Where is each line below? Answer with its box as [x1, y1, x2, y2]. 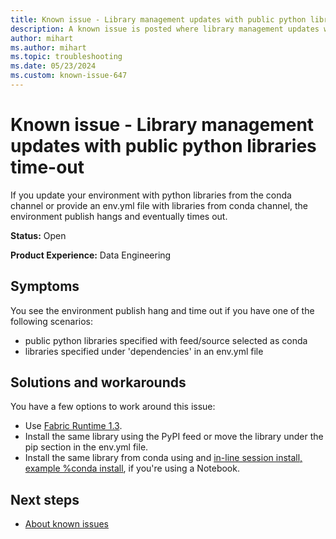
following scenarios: [10, 315, 94, 327]
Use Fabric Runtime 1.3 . [24, 420, 123, 432]
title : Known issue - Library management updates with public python [10, 14, 307, 25]
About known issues [24, 518, 109, 530]
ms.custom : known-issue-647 [10, 71, 128, 81]
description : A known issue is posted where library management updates [10, 24, 320, 34]
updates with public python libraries [10, 135, 317, 158]
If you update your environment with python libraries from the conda [10, 189, 292, 201]
